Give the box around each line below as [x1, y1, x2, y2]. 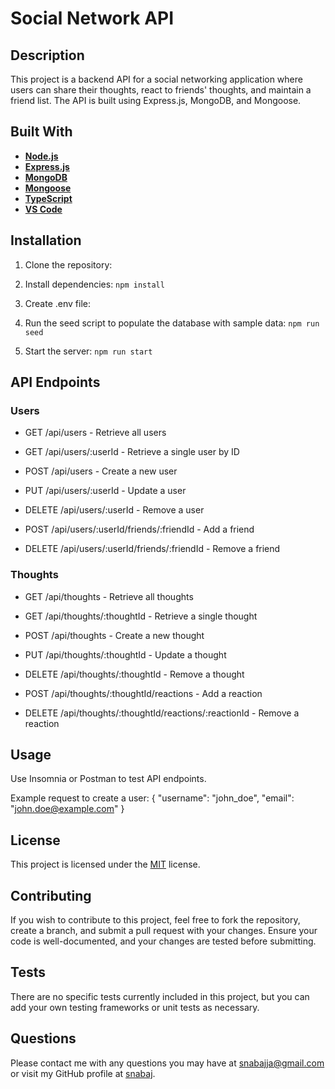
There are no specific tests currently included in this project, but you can [10, 990, 310, 1002]
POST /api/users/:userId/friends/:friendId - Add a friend [24, 523, 255, 536]
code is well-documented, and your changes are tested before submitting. [10, 935, 317, 947]
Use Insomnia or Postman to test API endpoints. [10, 773, 207, 785]
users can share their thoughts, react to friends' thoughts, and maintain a [10, 84, 312, 96]
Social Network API [10, 7, 175, 30]
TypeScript [24, 192, 73, 204]
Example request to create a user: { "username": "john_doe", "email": [10, 792, 295, 804]
